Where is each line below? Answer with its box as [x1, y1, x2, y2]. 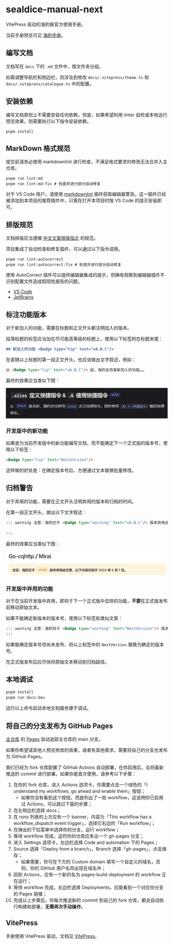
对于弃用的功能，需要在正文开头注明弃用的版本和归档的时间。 [6, 498, 137, 504]
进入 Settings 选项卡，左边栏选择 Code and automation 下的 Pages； [13, 839, 159, 845]
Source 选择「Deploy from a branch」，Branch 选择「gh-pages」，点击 [13, 846, 162, 852]
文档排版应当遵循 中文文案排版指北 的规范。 [6, 235, 99, 241]
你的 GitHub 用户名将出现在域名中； [30, 865, 106, 871]
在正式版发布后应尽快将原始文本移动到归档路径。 [6, 659, 109, 665]
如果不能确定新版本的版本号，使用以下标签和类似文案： [6, 615, 123, 621]
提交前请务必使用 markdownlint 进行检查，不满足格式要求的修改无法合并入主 [6, 159, 167, 165]
